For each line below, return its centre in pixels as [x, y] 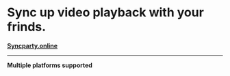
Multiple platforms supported [50, 65]
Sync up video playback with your [105, 13]
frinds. [27, 27]
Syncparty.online [33, 45]
